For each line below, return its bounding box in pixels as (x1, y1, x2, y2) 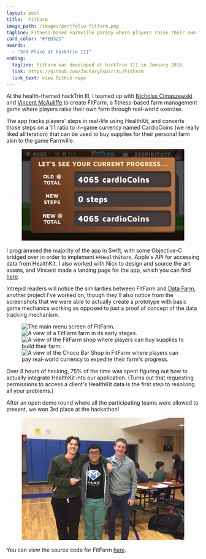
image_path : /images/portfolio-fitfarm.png (6, 23, 120, 29)
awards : (6, 42, 26, 49)
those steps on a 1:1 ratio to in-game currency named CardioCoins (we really (6, 124, 199, 132)
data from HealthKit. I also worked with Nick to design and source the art (6, 260, 191, 268)
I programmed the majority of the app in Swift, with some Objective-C (6, 247, 183, 255)
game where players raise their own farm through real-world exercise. (6, 105, 183, 113)
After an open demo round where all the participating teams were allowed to (6, 399, 199, 406)
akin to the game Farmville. (6, 137, 75, 145)
